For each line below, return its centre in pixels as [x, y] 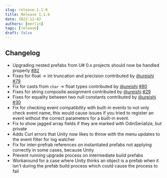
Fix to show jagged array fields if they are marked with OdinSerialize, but [87, 123]
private [20, 129]
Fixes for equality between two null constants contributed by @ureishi [84, 97]
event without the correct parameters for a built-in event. [71, 118]
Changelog [23, 53]
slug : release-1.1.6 [27, 10]
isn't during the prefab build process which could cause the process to [85, 166]
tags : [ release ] [22, 28]
